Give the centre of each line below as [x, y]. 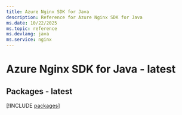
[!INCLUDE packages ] [33, 106]
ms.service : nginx [29, 40]
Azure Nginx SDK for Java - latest [91, 69]
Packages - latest [39, 91]
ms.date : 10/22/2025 [32, 23]
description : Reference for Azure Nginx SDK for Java [75, 17]
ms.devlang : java [28, 34]
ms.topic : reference [32, 28]
